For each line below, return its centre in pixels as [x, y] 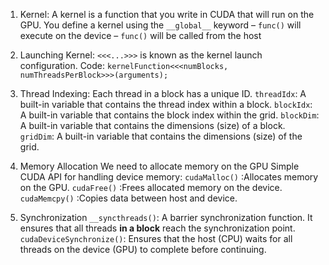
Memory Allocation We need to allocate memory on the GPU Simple [159, 166]
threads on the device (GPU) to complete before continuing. [143, 249]
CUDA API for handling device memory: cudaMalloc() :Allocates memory [169, 177]
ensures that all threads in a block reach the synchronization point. [157, 228]
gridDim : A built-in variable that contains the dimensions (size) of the [161, 136]
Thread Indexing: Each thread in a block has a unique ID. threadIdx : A [163, 93]
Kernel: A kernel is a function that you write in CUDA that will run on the [167, 14]
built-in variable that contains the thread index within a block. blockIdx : [166, 104]
